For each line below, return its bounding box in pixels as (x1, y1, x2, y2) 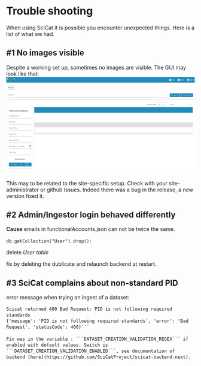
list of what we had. (6, 30, 55, 37)
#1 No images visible (6, 48, 85, 58)
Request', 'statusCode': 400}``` (6, 324, 90, 331)
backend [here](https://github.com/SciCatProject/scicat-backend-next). (6, 354, 191, 361)
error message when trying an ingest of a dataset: (6, 294, 130, 301)
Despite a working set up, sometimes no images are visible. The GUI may (6, 64, 187, 71)
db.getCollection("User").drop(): (6, 238, 93, 244)
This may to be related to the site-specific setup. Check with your (6, 179, 167, 187)
